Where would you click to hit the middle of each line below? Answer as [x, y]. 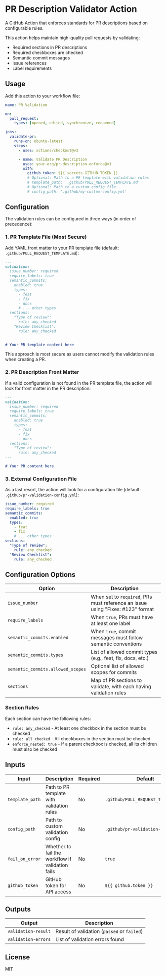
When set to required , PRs [121, 597]
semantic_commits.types [36, 655]
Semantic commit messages [41, 57]
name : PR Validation [26, 105]
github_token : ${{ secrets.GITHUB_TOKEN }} [73, 173]
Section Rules [22, 708]
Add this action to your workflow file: [43, 96]
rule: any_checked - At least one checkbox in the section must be [79, 728]
